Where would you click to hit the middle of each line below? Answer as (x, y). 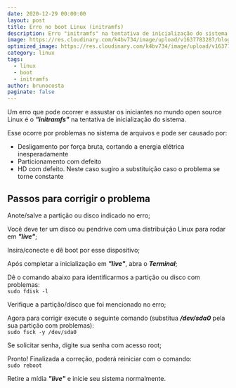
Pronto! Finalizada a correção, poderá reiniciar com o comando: (99, 359)
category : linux (31, 53)
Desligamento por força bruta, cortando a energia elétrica (101, 147)
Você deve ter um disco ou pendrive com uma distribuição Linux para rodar (117, 229)
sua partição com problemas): (51, 325)
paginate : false (31, 92)
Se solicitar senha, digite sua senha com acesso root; (84, 345)
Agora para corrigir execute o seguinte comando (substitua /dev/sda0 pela (116, 318)
